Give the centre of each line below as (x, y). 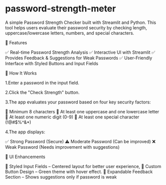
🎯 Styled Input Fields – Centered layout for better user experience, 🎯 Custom (83, 166)
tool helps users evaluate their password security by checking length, (76, 27)
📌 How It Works (21, 73)
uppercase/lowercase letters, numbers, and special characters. (70, 33)
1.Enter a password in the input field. (42, 83)
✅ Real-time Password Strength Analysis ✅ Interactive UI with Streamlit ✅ (80, 52)
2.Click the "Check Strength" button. (42, 92)
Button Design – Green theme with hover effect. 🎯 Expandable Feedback (79, 172)
